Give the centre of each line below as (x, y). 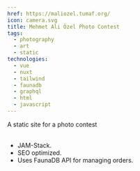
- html (23, 98)
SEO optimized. (39, 153)
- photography (34, 40)
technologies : (28, 59)
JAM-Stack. (34, 145)
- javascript (32, 105)
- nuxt (23, 72)
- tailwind (29, 79)
